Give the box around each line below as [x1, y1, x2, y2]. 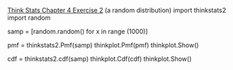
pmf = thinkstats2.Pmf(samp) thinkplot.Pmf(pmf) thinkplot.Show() [7, 41, 200, 49]
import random [7, 13, 51, 22]
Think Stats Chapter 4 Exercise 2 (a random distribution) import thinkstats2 [7, 6, 227, 14]
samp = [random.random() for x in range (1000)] [7, 28, 148, 35]
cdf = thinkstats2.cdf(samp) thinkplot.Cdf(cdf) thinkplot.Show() [7, 54, 192, 63]
